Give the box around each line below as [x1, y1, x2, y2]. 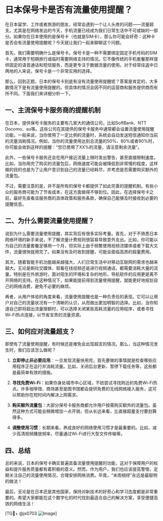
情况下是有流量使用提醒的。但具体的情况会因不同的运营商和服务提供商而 [9, 84, 154, 90]
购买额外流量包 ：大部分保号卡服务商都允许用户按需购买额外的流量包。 [12, 402, 153, 408]
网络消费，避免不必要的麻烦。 [13, 283, 73, 289]
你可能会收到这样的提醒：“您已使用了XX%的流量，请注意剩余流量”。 [5, 144, 142, 150]
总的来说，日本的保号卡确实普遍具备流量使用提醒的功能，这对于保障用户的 [5, 460, 154, 466]
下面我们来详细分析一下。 [21, 90, 73, 96]
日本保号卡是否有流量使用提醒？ [5, 4, 133, 16]
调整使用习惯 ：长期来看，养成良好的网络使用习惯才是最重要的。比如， [12, 425, 153, 431]
